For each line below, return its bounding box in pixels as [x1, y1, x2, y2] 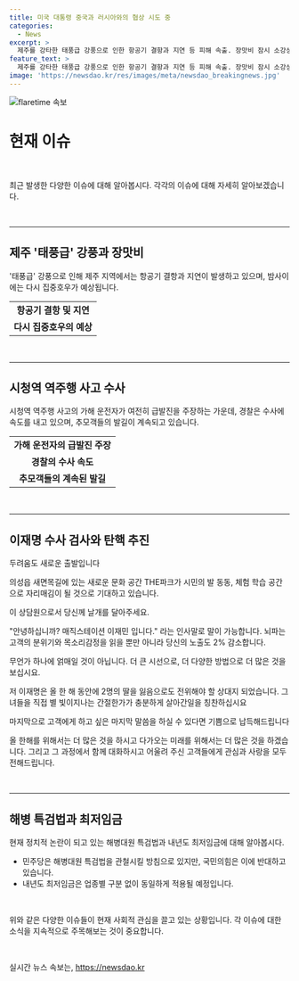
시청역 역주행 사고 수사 [9, 380, 126, 395]
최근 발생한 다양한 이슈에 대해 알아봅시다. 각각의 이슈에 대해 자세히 [9, 179, 239, 190]
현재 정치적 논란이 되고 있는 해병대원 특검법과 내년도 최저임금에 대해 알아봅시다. [9, 837, 285, 847]
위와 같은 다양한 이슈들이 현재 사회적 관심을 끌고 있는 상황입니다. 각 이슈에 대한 [9, 914, 282, 925]
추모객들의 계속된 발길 [19, 473, 107, 485]
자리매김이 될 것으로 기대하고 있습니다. [25, 588, 159, 598]
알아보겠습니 [240, 179, 285, 190]
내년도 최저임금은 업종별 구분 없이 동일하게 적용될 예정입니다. [21, 878, 234, 888]
